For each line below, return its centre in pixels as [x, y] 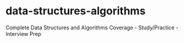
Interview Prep [24, 33]
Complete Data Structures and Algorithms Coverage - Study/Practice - [92, 27]
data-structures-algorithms [76, 11]
